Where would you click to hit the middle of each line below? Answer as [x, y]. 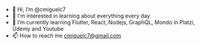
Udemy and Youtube [38, 29]
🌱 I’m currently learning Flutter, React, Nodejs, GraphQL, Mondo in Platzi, [104, 22]
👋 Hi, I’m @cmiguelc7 [39, 9]
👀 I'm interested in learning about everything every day [81, 16]
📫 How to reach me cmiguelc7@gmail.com [67, 36]
